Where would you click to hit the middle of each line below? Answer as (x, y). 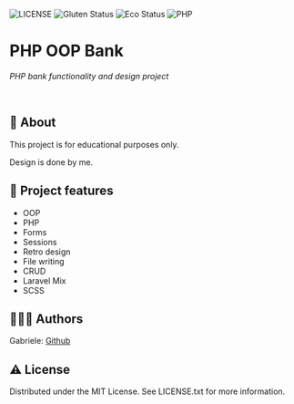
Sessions (40, 242)
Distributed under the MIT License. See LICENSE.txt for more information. (147, 391)
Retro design (46, 252)
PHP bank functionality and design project (89, 76)
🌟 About (33, 123)
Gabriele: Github (40, 341)
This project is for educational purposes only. (94, 144)
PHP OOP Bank (67, 51)
